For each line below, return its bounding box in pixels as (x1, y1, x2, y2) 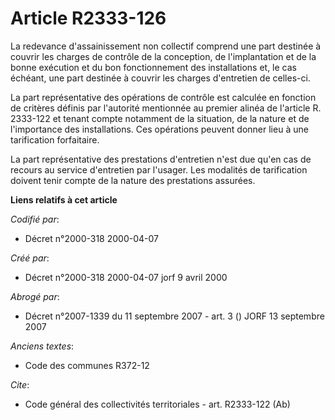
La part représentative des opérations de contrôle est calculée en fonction (10, 91, 317, 103)
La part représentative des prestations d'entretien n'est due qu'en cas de (10, 153, 312, 165)
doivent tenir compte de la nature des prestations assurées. (10, 174, 256, 186)
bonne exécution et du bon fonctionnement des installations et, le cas (10, 61, 297, 73)
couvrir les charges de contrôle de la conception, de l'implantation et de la (10, 50, 317, 62)
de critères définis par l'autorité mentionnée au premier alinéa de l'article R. (10, 102, 322, 114)
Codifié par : (10, 213, 60, 225)
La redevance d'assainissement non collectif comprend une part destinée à (10, 40, 322, 52)
